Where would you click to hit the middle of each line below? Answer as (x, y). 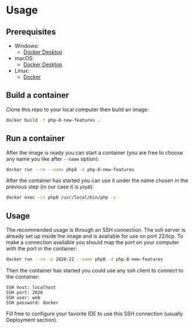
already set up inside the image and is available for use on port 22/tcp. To (95, 236)
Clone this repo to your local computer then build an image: (77, 109)
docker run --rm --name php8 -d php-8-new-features (70, 169)
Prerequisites (31, 32)
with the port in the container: (42, 249)
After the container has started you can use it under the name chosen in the (97, 181)
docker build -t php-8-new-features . (53, 120)
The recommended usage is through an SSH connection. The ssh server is (96, 230)
